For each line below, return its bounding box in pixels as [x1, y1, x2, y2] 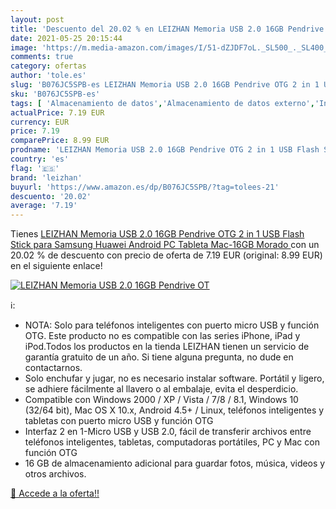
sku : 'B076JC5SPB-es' [10, 89, 101, 99]
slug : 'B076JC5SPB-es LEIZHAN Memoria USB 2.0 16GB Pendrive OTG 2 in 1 [10, 80, 320, 90]
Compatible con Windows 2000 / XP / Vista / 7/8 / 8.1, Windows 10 [24, 394, 299, 406]
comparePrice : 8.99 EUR [10, 136, 110, 146]
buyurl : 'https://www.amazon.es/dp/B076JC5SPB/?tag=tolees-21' [10, 182, 280, 192]
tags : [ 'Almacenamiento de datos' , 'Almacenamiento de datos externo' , [10, 98, 315, 108]
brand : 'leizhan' [10, 172, 83, 183]
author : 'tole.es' [10, 71, 87, 81]
